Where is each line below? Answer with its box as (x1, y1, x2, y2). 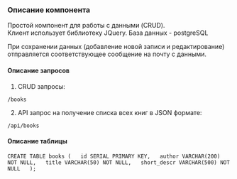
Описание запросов (7, 66, 70, 75)
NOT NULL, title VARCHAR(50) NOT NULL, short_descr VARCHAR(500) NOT (7, 158, 231, 166)
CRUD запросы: (17, 82, 65, 90)
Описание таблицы (7, 137, 67, 146)
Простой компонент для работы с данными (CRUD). (7, 21, 165, 30)
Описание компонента (7, 5, 91, 15)
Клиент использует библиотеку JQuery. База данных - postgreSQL (7, 28, 209, 37)
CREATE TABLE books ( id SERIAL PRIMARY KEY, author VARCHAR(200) (7, 153, 221, 160)
